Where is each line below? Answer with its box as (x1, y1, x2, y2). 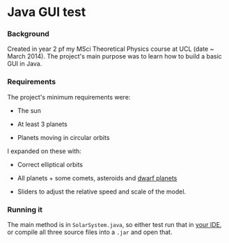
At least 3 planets (17, 120, 68, 128)
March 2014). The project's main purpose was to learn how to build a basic (7, 52, 223, 61)
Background (7, 29, 50, 39)
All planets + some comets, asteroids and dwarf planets (17, 173, 177, 182)
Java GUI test (7, 4, 86, 20)
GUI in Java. (7, 60, 42, 68)
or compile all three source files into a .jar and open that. (7, 228, 173, 237)
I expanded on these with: (7, 147, 82, 155)
